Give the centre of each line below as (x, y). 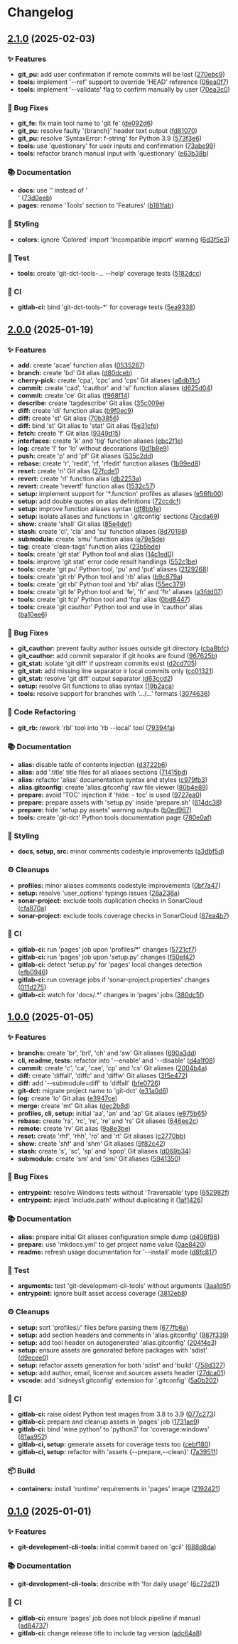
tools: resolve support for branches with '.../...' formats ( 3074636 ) (114, 694)
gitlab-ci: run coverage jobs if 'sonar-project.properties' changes (114, 979)
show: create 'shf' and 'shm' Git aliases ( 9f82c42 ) (91, 1143)
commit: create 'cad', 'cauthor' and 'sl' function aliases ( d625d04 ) (115, 388)
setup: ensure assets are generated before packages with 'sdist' (113, 1350)
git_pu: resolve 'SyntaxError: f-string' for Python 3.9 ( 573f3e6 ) (110, 139)
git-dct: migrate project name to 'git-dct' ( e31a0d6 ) (93, 1090)
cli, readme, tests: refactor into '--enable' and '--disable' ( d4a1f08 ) (116, 1060)
